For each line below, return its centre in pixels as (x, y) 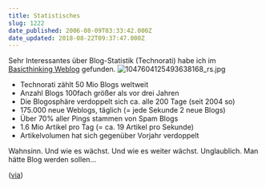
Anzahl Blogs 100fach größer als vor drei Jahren (99, 93)
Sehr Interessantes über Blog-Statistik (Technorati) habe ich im (112, 61)
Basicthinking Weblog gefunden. (62, 70)
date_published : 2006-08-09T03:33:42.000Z (80, 30)
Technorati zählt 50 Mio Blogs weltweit (84, 85)
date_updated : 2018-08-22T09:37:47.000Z (77, 38)
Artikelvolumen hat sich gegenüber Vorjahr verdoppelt (109, 136)
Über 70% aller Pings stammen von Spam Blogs (99, 119)
